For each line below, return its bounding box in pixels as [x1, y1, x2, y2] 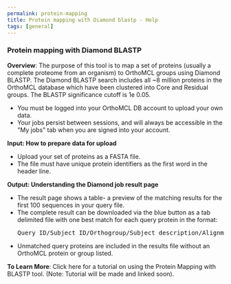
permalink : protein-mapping [7, 10, 88, 17]
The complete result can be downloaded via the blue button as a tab [16, 208, 211, 217]
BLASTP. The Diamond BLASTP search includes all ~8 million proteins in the [7, 76, 223, 84]
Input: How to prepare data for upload [7, 139, 117, 147]
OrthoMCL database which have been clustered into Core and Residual [7, 83, 208, 91]
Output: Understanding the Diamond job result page [7, 180, 159, 188]
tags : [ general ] [7, 23, 54, 30]
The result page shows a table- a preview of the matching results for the [16, 193, 222, 201]
